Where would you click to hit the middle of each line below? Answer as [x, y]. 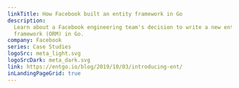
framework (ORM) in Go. [49, 34]
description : [27, 21]
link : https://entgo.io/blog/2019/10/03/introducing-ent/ [95, 67]
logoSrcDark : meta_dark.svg [49, 60]
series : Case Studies [39, 47]
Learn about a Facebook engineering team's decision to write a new [117, 27]
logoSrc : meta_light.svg [44, 54]
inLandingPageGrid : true [44, 73]
